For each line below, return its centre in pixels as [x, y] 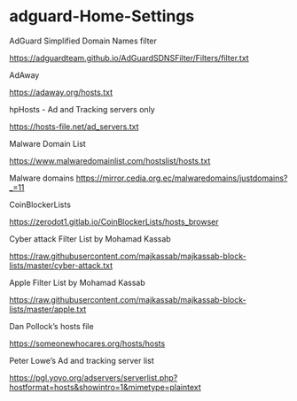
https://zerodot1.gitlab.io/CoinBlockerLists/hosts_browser [114, 221]
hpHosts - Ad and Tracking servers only [82, 109]
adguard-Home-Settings [102, 16]
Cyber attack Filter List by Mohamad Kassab [90, 239]
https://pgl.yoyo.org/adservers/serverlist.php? [94, 377]
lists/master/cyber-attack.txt [61, 265]
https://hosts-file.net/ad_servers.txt [74, 127]
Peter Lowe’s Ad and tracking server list [82, 360]
